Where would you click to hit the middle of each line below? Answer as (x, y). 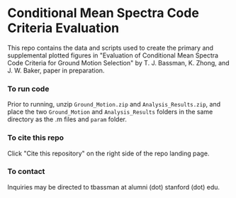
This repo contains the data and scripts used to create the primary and (111, 48)
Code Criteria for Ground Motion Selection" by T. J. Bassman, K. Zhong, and (118, 62)
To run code (28, 89)
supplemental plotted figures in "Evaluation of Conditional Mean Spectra (113, 55)
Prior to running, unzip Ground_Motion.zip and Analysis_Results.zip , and (114, 104)
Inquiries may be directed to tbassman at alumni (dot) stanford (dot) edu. (114, 187)
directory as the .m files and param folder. (67, 119)
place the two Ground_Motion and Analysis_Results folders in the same (110, 112)
